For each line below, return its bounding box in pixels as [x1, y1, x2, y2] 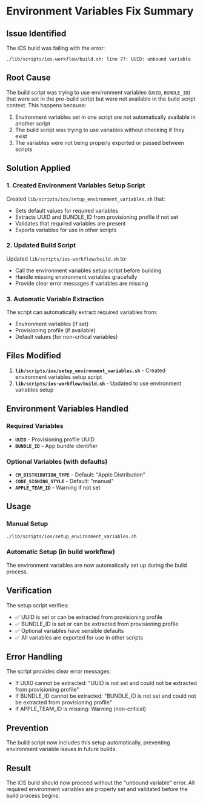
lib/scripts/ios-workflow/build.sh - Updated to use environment [15, 379, 182, 387]
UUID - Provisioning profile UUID [15, 435, 95, 443]
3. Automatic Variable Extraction [6, 295, 104, 303]
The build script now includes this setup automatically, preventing [6, 739, 171, 746]
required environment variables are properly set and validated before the [6, 786, 188, 792]
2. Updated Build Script [6, 241, 76, 250]
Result [6, 763, 32, 773]
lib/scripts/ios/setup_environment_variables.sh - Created [15, 367, 166, 374]
